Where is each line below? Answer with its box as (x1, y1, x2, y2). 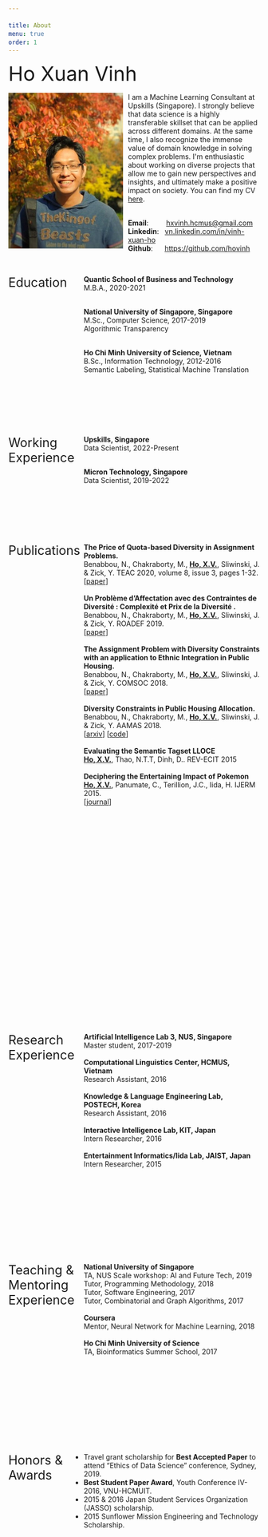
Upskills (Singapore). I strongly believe (128, 101, 255, 111)
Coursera (83, 1313, 116, 1323)
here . (128, 194, 145, 204)
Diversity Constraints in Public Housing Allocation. (83, 703, 255, 714)
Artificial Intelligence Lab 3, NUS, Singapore (83, 1032, 233, 1042)
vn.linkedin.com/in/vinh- (164, 227, 245, 236)
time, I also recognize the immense (128, 135, 243, 145)
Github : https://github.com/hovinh (128, 244, 250, 253)
